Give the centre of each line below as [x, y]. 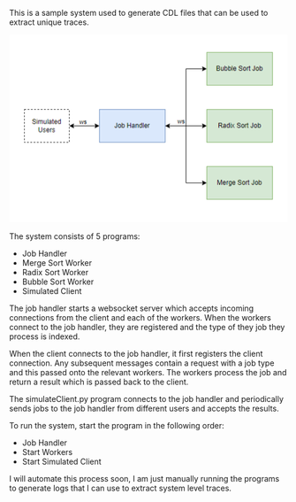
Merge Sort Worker [57, 263]
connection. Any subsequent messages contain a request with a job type [142, 363]
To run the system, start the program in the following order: [117, 426]
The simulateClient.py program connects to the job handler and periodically [147, 399]
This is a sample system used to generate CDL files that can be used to [139, 13]
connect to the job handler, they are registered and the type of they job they [147, 328]
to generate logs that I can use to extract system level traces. [121, 488]
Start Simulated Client [61, 462]
